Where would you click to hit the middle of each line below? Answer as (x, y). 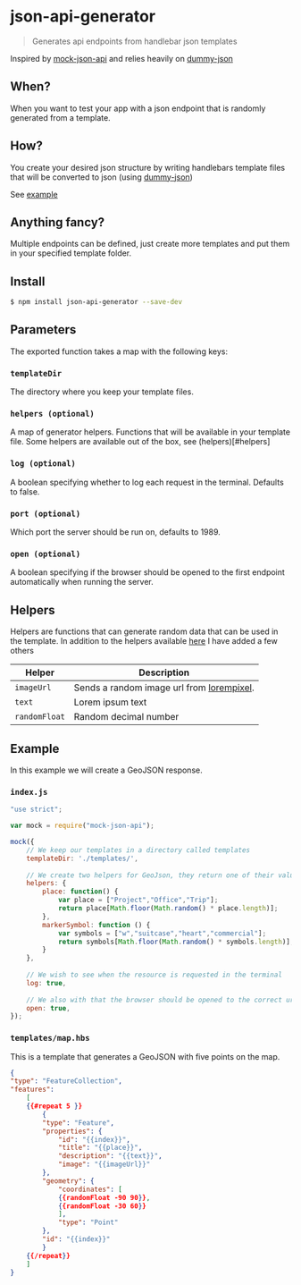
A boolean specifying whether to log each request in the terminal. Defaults (147, 482)
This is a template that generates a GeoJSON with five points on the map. (145, 1056)
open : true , (48, 1008)
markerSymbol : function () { (96, 925)
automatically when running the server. (82, 582)
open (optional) (46, 554)
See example (34, 194)
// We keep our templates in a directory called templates (138, 850)
